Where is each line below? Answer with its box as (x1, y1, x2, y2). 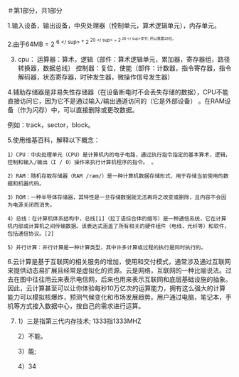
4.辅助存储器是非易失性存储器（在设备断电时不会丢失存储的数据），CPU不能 (7, 87, 229, 96)
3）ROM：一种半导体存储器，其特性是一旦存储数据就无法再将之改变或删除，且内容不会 (7, 194, 222, 201)
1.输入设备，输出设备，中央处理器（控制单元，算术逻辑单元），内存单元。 (7, 21, 221, 30)
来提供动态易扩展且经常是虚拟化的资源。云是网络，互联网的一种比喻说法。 (7, 266, 225, 275)
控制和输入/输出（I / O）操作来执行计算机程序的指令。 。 (7, 158, 157, 165)
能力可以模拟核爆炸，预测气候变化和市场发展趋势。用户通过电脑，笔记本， (7, 293, 225, 301)
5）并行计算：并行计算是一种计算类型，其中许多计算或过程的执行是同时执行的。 (7, 244, 207, 251)
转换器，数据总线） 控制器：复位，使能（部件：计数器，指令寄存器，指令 (17, 63, 232, 72)
